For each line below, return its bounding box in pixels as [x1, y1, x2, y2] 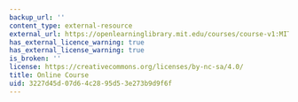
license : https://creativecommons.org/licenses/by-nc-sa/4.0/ [9, 63, 244, 72]
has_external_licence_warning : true [9, 37, 145, 47]
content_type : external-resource [9, 21, 133, 30]
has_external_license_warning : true [9, 46, 145, 55]
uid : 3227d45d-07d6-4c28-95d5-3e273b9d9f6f [9, 79, 173, 88]
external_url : [9, 29, 62, 38]
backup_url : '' [9, 12, 66, 22]
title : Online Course [9, 71, 90, 80]
